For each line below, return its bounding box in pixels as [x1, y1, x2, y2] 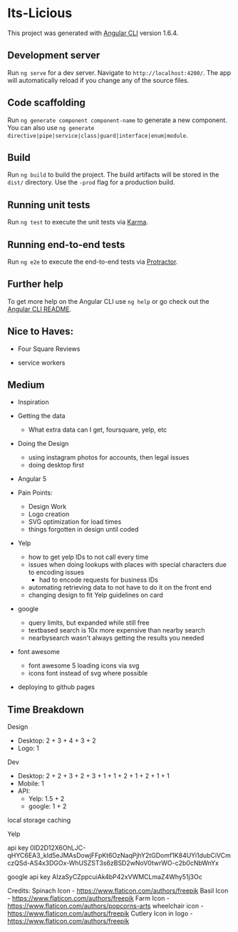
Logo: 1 [17, 744, 39, 753]
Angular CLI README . [7, 304, 72, 313]
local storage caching [7, 816, 71, 825]
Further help [7, 278, 64, 290]
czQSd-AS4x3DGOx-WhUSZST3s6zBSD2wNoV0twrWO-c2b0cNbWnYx [7, 859, 219, 868]
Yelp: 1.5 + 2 [28, 795, 65, 803]
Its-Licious [7, 5, 73, 21]
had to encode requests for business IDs [38, 575, 159, 584]
